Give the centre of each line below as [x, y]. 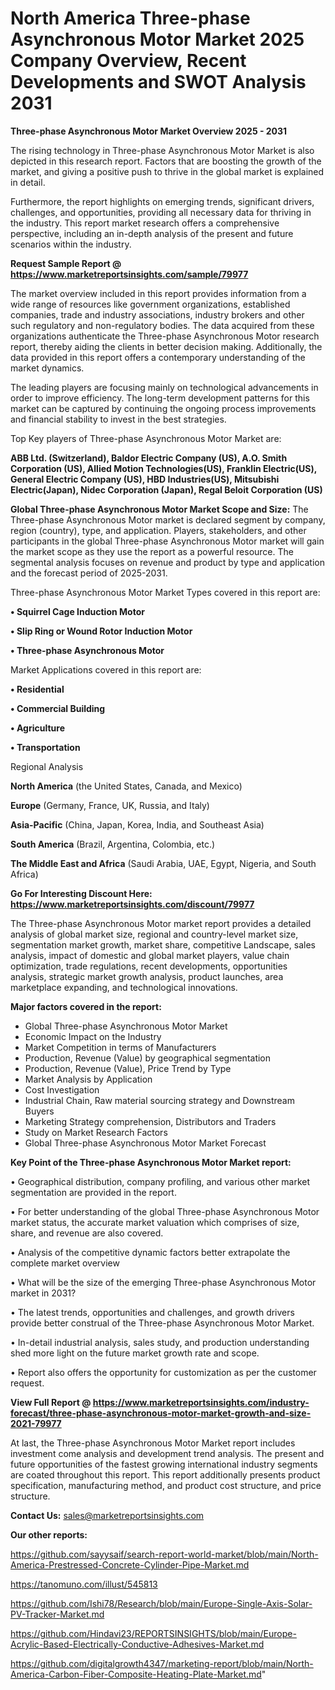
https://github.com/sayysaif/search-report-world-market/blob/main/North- [164, 1554]
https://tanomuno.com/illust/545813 [84, 1584]
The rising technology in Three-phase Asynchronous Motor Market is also [162, 150]
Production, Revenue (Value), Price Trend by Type [128, 1068]
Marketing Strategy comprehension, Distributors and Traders [150, 1121]
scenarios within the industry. [71, 244]
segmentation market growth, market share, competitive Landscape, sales [163, 944]
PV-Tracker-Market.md [57, 1614]
